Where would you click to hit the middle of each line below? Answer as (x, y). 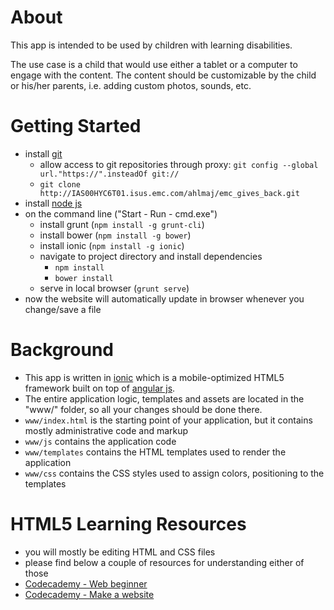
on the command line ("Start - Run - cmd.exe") (121, 213)
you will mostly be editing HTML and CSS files (120, 552)
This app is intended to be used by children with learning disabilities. (151, 45)
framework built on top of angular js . (100, 388)
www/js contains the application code (100, 441)
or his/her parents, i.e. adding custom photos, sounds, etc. (131, 85)
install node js (53, 203)
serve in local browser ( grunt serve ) (114, 288)
